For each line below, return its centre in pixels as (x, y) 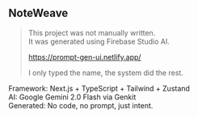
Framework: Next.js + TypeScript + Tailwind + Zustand (99, 88)
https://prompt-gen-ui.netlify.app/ (84, 57)
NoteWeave (38, 13)
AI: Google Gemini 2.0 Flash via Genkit (72, 97)
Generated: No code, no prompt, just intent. (81, 105)
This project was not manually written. (92, 32)
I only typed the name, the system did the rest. (105, 73)
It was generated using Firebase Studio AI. (99, 41)
